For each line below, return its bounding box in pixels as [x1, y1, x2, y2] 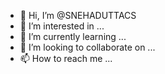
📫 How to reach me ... [19, 53, 113, 64]
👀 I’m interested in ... [19, 20, 105, 32]
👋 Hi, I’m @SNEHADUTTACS [19, 10, 137, 21]
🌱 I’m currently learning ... [19, 31, 127, 42]
